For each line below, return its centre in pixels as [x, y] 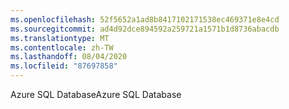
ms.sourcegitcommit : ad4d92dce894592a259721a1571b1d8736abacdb [145, 29]
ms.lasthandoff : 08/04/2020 [69, 57]
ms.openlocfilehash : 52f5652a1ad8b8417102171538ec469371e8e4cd [145, 19]
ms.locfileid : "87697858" [64, 66]
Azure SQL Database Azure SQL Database [96, 94]
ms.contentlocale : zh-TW [62, 47]
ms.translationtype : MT [60, 38]
